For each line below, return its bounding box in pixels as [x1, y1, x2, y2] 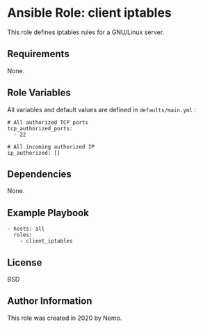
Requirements [7, 48, 70, 60]
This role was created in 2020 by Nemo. [7, 314, 122, 322]
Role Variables [7, 87, 71, 99]
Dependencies [7, 168, 72, 180]
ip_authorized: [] [7, 149, 60, 156]
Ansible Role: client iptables [7, 5, 172, 21]
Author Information [7, 295, 92, 307]
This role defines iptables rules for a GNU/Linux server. [7, 28, 165, 36]
